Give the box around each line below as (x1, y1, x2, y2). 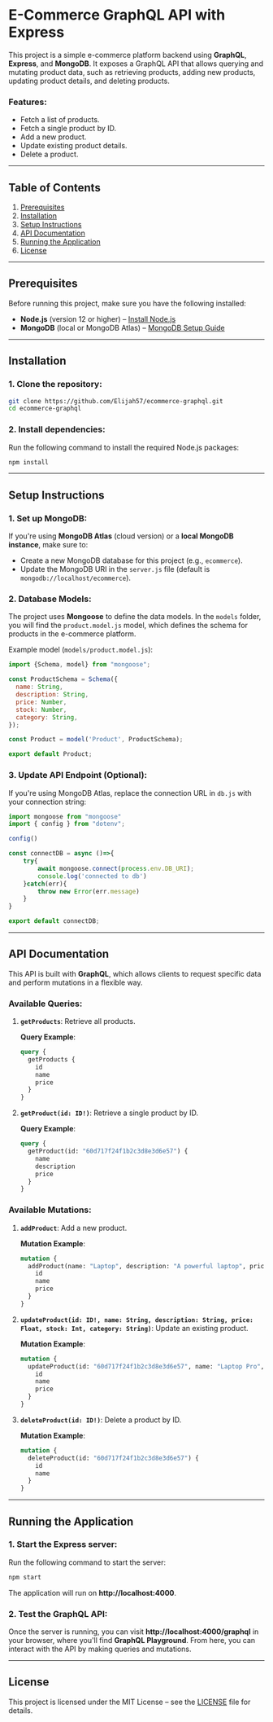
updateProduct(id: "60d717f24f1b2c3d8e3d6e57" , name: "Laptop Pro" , (28, 1362, 265, 1370)
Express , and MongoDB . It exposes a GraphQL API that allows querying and (8, 59, 264, 68)
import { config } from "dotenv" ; (8, 820, 126, 828)
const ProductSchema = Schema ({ (8, 675, 118, 683)
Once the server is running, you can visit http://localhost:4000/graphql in (8, 1627, 259, 1636)
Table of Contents (8, 181, 102, 195)
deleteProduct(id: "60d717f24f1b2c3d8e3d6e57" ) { (28, 1454, 199, 1462)
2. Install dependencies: (8, 424, 106, 435)
